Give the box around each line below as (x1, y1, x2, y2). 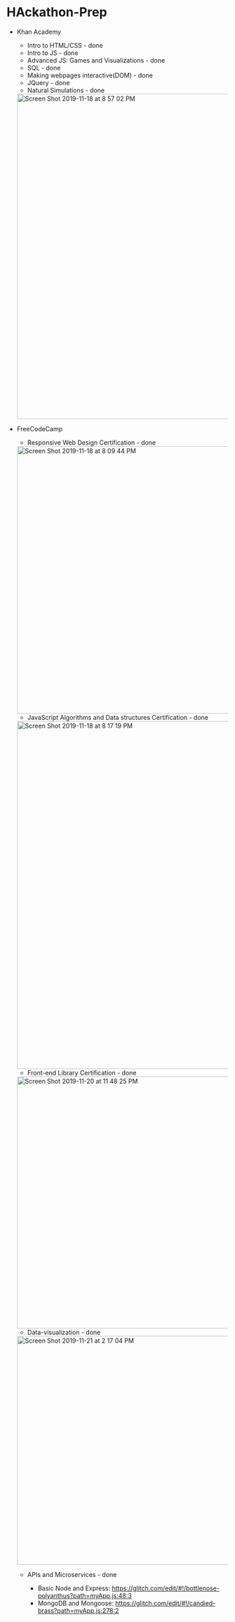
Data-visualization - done (27, 1328, 101, 1336)
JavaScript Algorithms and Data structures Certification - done (27, 713, 208, 721)
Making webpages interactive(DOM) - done (27, 71, 154, 80)
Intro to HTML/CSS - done (27, 41, 103, 49)
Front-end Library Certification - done (27, 1068, 137, 1077)
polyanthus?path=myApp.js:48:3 (37, 1591, 133, 1599)
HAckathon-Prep (6, 4, 107, 20)
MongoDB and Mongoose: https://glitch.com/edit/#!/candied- (37, 1599, 216, 1607)
